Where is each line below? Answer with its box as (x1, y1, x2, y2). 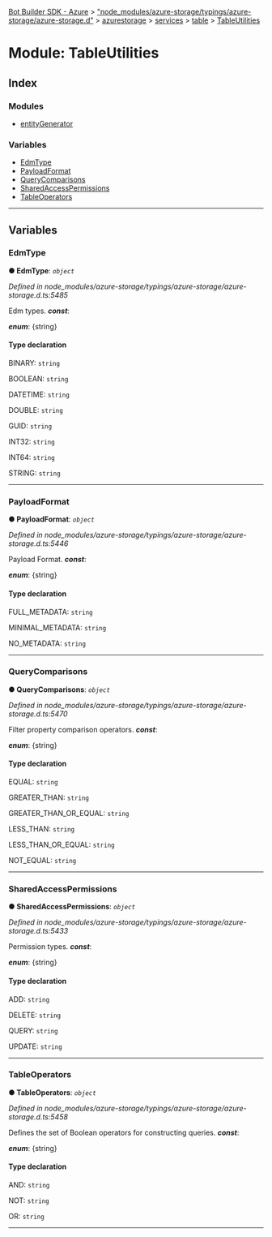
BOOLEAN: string (8, 374, 69, 384)
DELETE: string (8, 1010, 62, 1020)
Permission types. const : (8, 942, 92, 951)
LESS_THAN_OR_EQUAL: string (8, 840, 115, 850)
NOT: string (8, 1196, 50, 1205)
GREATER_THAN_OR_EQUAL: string (8, 809, 130, 818)
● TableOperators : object (8, 1087, 97, 1097)
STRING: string (8, 468, 61, 478)
